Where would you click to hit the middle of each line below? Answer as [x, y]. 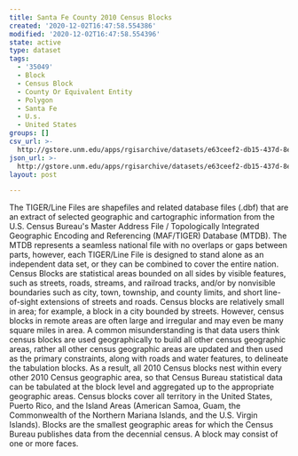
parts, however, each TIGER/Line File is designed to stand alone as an [137, 255]
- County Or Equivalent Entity [75, 92]
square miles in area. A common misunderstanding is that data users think [145, 331]
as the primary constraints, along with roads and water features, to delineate [149, 359]
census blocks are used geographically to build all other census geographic [148, 340]
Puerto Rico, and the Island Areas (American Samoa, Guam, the [125, 406]
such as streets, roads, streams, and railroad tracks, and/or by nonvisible [142, 283]
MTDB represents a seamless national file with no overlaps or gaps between [149, 245]
